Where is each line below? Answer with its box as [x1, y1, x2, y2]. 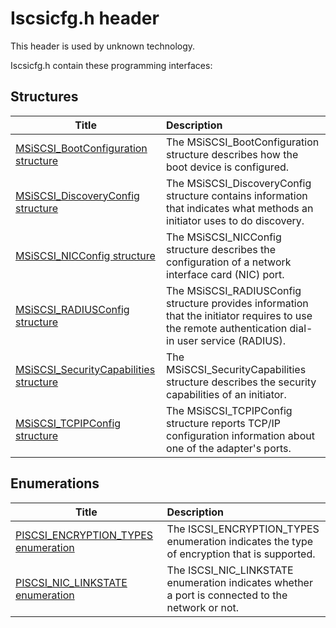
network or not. [166, 600, 240, 614]
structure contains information [166, 188, 308, 202]
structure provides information [166, 296, 309, 310]
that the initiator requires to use [166, 308, 313, 322]
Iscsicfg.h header [10, 7, 160, 30]
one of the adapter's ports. [166, 441, 292, 455]
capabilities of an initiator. [166, 387, 287, 401]
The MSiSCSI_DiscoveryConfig [166, 176, 312, 190]
